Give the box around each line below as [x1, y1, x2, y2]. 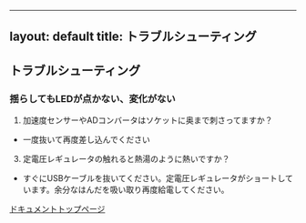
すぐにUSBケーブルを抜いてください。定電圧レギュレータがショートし [22, 173, 285, 184]
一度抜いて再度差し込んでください [22, 134, 150, 146]
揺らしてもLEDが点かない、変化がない [9, 92, 176, 105]
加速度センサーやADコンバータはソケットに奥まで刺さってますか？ [22, 115, 273, 126]
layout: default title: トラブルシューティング [9, 29, 258, 45]
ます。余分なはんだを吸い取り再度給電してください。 [30, 184, 229, 196]
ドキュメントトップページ [9, 204, 106, 215]
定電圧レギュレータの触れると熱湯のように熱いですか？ [22, 154, 230, 165]
